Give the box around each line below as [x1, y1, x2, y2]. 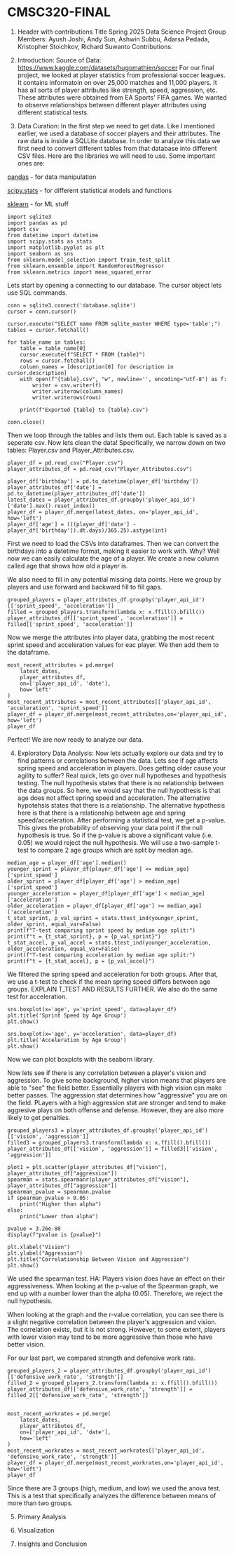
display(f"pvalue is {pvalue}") [7, 1231, 102, 1239]
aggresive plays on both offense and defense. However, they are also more [7, 1106, 224, 1114]
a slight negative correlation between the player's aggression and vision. [7, 1317, 217, 1326]
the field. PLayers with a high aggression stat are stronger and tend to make [7, 1098, 226, 1107]
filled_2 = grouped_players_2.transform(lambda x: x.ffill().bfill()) [7, 1380, 218, 1387]
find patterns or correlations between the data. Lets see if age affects [17, 756, 219, 765]
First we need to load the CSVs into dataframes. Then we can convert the [7, 539, 219, 547]
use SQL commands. [7, 288, 68, 297]
